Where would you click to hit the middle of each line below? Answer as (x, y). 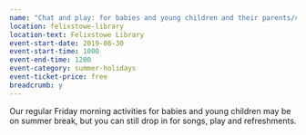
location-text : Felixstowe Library (77, 34)
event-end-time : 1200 (51, 60)
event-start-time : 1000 (55, 52)
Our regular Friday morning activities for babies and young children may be (150, 111)
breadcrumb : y (36, 85)
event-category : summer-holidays (73, 69)
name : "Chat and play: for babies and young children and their (134, 18)
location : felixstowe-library (67, 26)
